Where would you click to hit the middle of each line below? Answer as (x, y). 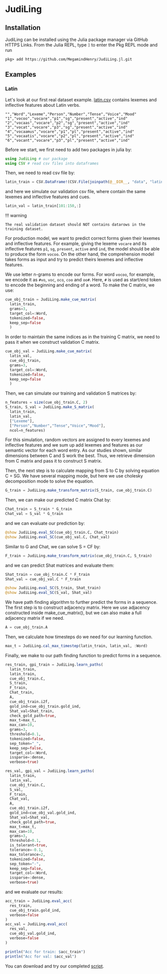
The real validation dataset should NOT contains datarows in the (75, 225)
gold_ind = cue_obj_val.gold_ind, (43, 813)
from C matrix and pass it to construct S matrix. (54, 461)
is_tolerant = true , (29, 845)
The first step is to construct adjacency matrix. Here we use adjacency (78, 608)
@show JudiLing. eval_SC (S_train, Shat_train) (53, 588)
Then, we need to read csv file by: (40, 173)
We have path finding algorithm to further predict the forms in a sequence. (81, 602)
